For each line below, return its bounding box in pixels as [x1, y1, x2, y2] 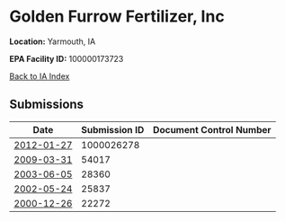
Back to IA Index [9, 70, 70, 82]
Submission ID [80, 123, 145, 136]
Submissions [9, 97, 84, 112]
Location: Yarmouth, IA [9, 36, 96, 47]
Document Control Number [152, 123, 272, 136]
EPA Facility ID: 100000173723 [9, 53, 124, 64]
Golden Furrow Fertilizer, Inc [9, 6, 225, 27]
